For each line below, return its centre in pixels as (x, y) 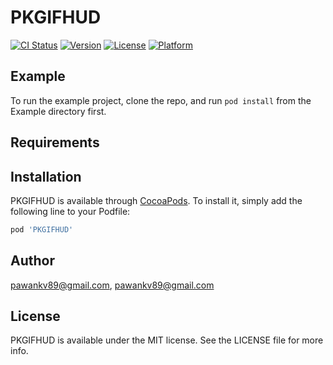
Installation (46, 176)
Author (32, 261)
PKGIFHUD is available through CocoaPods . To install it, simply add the (156, 200)
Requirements (55, 142)
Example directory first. (58, 111)
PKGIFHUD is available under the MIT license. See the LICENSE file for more (167, 340)
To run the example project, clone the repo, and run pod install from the (161, 100)
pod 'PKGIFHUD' (42, 229)
